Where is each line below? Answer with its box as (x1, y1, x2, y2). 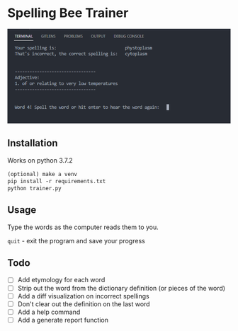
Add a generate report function (17, 315, 108, 324)
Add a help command (17, 308, 81, 316)
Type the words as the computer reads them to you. (7, 223, 159, 231)
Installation (7, 137, 58, 149)
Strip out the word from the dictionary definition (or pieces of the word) (17, 284, 225, 292)
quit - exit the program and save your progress (7, 236, 145, 245)
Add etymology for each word (17, 276, 106, 284)
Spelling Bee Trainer (7, 5, 129, 21)
